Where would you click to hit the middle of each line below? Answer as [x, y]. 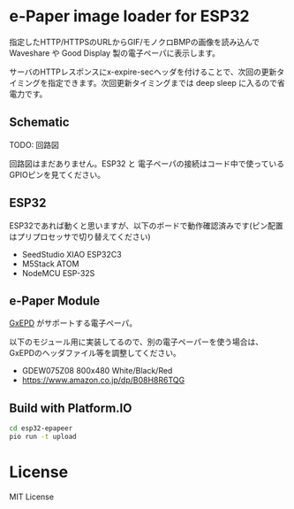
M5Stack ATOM [50, 264]
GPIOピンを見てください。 [57, 174]
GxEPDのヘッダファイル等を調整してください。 [95, 353]
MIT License [32, 497]
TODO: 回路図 [34, 144]
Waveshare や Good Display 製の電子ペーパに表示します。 [115, 53]
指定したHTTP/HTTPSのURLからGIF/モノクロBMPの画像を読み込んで [135, 42]
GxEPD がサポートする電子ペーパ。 [73, 323]
